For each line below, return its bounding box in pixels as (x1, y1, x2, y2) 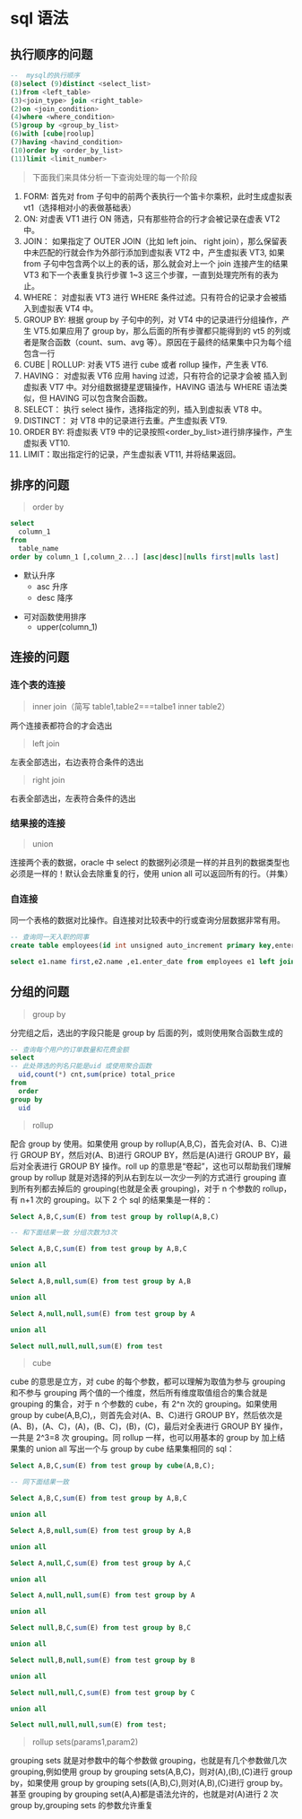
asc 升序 (36, 580, 68, 592)
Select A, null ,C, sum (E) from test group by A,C (10, 1558, 192, 1568)
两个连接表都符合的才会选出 (10, 719, 113, 731)
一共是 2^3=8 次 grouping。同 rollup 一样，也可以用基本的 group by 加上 (10, 1432, 278, 1443)
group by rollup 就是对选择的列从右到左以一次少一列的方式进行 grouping (10, 1171, 277, 1182)
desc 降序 (36, 592, 73, 603)
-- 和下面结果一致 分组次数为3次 (10, 1228, 117, 1238)
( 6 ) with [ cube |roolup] (10, 129, 95, 139)
